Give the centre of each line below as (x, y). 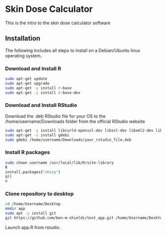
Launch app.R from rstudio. (33, 227)
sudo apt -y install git (31, 213)
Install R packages (28, 152)
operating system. (23, 56)
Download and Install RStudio (41, 105)
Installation (23, 38)
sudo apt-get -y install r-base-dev (43, 93)
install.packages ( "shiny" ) (33, 172)
